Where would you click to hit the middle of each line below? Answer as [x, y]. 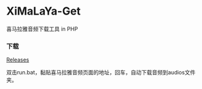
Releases [18, 60]
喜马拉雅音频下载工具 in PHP [42, 29]
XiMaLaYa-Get [44, 11]
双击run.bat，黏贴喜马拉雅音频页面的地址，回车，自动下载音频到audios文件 [101, 73]
